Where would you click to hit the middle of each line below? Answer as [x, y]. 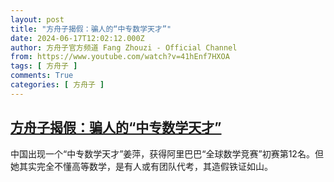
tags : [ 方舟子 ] [44, 66]
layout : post [37, 19]
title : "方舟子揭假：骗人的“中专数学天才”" [91, 29]
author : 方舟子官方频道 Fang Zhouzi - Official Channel [124, 47]
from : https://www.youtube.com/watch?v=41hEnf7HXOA [120, 57]
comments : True [42, 76]
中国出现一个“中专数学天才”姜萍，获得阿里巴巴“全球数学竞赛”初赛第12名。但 [167, 153]
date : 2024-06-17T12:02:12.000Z [77, 38]
